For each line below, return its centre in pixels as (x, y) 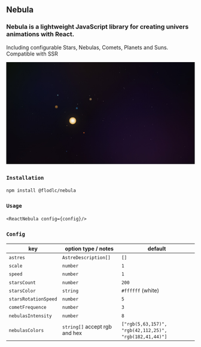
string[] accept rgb (87, 327)
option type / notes (89, 248)
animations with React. (40, 34)
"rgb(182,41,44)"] (144, 337)
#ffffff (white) (141, 290)
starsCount (22, 282)
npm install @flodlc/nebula (41, 191)
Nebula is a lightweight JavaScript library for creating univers (98, 27)
